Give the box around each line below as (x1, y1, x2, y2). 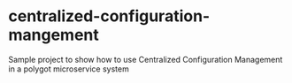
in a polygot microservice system (8, 64, 129, 74)
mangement (8, 25, 99, 45)
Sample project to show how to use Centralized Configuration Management (8, 54, 283, 64)
